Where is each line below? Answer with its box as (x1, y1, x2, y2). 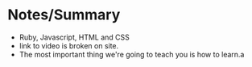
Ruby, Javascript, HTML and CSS (19, 32, 130, 42)
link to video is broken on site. (19, 40, 119, 50)
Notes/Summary (7, 6, 121, 24)
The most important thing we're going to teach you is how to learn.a (19, 49, 245, 59)
